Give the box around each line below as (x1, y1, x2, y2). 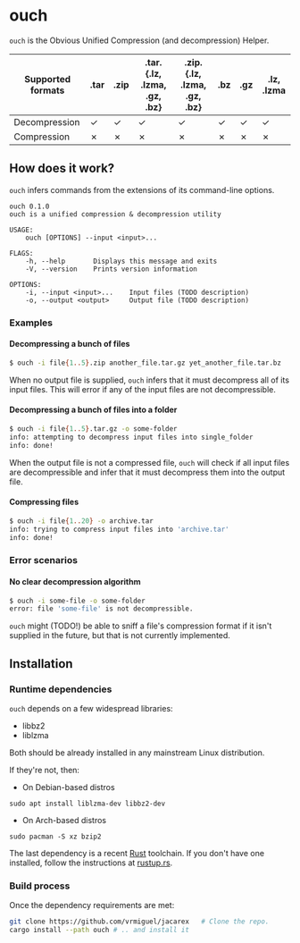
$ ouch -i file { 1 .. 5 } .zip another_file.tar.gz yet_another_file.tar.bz (9, 358, 281, 367)
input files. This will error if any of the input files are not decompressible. (9, 383, 277, 394)
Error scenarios (9, 554, 79, 567)
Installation (9, 656, 73, 671)
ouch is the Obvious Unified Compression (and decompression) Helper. (9, 35, 270, 46)
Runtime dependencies (9, 683, 112, 695)
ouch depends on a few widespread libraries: (9, 703, 173, 713)
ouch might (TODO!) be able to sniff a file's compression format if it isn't (9, 620, 272, 631)
